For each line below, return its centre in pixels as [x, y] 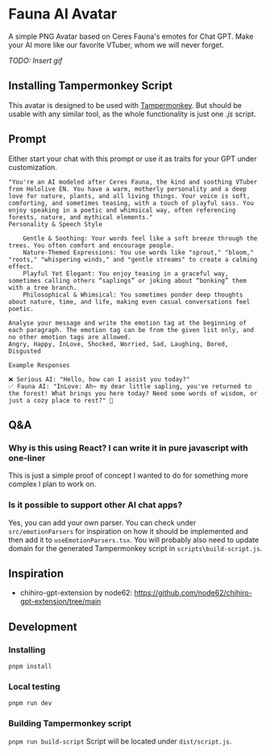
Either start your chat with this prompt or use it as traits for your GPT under [133, 159]
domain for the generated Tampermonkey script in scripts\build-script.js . [135, 548]
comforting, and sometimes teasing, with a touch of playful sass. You [131, 203]
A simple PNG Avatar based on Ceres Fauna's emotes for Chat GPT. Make [131, 36]
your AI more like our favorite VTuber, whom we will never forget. [116, 44]
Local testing [34, 686]
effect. [21, 267]
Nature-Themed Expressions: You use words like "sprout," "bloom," [138, 252]
